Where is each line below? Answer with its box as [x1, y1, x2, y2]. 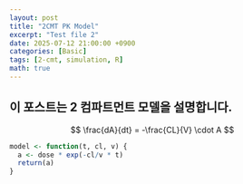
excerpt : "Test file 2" [9, 30, 100, 39]
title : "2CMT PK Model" [9, 22, 100, 31]
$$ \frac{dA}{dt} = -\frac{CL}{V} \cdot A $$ [70, 124, 235, 135]
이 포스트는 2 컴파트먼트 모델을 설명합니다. [9, 100, 233, 115]
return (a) [17, 159, 54, 168]
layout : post [9, 13, 59, 23]
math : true [9, 64, 51, 73]
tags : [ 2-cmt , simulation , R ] [9, 55, 124, 64]
